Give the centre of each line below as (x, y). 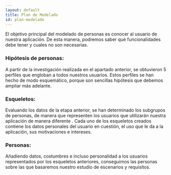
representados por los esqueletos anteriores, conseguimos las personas (81, 162)
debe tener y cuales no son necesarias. (47, 45)
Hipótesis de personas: (35, 58)
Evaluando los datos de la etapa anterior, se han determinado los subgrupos (86, 110)
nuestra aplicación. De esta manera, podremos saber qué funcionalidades (83, 39)
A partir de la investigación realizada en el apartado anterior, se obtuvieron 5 (86, 69)
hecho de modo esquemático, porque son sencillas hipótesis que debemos (84, 80)
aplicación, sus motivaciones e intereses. (48, 132)
